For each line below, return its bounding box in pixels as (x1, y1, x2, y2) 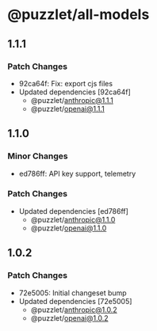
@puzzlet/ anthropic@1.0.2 (30, 305, 117, 314)
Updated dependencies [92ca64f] (18, 87, 132, 97)
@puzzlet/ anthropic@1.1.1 (30, 95, 114, 105)
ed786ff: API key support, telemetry (18, 169, 136, 178)
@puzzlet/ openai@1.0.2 (30, 313, 109, 322)
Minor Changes (7, 150, 68, 162)
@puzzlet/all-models (7, 6, 150, 24)
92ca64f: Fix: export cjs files (18, 78, 113, 88)
